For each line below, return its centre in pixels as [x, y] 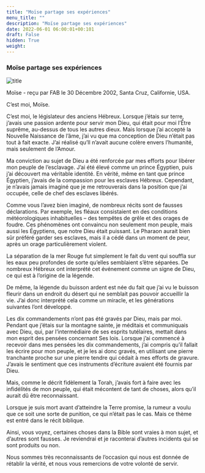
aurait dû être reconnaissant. [43, 396]
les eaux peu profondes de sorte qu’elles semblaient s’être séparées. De [97, 263]
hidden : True [23, 40]
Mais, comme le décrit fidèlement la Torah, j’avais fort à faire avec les [94, 382]
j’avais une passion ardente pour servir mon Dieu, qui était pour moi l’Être [99, 123]
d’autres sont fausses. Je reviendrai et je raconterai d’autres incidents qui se [102, 439]
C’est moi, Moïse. [28, 105]
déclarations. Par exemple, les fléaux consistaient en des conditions [92, 212]
